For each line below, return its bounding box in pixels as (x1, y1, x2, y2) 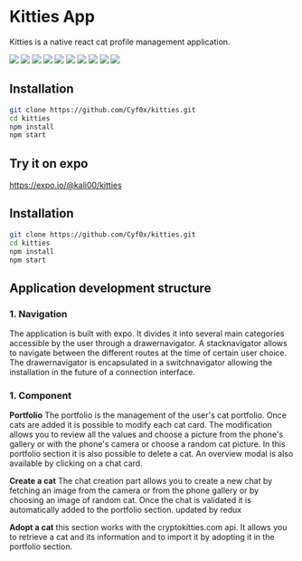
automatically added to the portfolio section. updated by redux (9, 505, 242, 516)
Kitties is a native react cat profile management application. (9, 36, 231, 47)
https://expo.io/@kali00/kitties (9, 179, 122, 191)
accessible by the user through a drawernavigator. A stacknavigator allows (9, 338, 288, 349)
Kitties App (9, 6, 95, 27)
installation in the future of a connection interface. (9, 367, 196, 378)
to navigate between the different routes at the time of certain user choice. (9, 347, 288, 359)
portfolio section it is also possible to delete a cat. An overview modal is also (9, 449, 294, 459)
